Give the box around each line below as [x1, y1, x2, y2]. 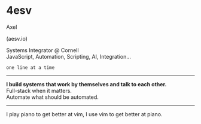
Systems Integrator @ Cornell [6, 46, 79, 54]
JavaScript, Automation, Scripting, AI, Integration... [6, 53, 132, 60]
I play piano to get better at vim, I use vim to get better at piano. [6, 110, 163, 117]
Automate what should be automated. [6, 93, 99, 101]
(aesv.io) [6, 35, 28, 42]
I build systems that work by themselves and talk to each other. [6, 80, 167, 87]
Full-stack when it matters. [6, 87, 72, 94]
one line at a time [6, 64, 55, 71]
